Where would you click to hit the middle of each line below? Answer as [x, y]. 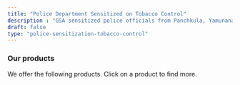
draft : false [27, 27]
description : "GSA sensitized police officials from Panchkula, [106, 21]
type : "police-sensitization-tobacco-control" [78, 34]
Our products [31, 59]
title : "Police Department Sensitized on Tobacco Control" [97, 14]
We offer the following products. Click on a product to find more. [102, 74]
